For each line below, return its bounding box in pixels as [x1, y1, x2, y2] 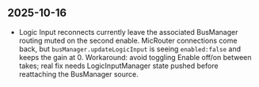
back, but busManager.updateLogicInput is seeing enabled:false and [18, 43, 241, 54]
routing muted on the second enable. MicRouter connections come [18, 36, 238, 45]
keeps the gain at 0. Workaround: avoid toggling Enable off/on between [18, 52, 252, 62]
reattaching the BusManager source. [18, 69, 139, 78]
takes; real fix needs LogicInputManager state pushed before [18, 61, 219, 70]
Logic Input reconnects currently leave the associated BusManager [18, 27, 238, 36]
